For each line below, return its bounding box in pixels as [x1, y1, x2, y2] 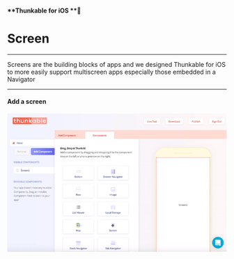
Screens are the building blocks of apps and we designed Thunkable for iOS [7, 60, 226, 68]
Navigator [7, 74, 36, 84]
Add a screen [7, 97, 47, 106]
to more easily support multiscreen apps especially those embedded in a [7, 68, 216, 76]
